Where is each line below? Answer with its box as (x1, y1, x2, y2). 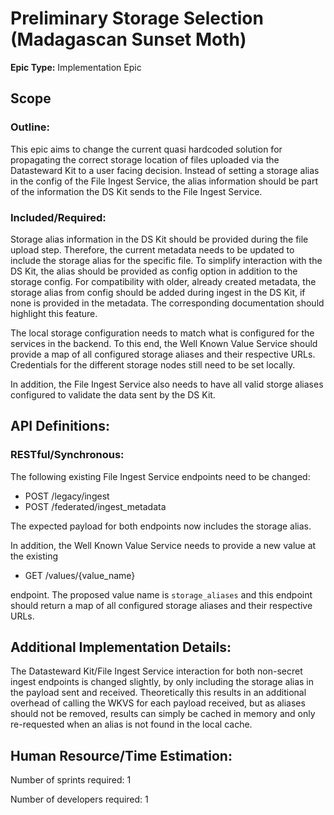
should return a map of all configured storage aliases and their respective (10, 599, 313, 611)
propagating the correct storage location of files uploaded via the (10, 153, 280, 166)
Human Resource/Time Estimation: (10, 747, 233, 764)
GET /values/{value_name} (24, 569, 136, 581)
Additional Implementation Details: (10, 639, 232, 656)
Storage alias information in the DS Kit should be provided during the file (10, 233, 309, 245)
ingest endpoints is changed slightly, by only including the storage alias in (10, 676, 315, 688)
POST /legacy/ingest (24, 490, 110, 502)
